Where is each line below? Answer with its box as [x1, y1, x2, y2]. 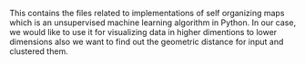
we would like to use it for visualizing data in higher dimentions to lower [9, 27, 278, 37]
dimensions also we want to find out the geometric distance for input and [9, 36, 284, 47]
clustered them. [9, 46, 68, 57]
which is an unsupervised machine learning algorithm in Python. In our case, [9, 17, 297, 28]
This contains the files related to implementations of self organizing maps [9, 8, 285, 18]
